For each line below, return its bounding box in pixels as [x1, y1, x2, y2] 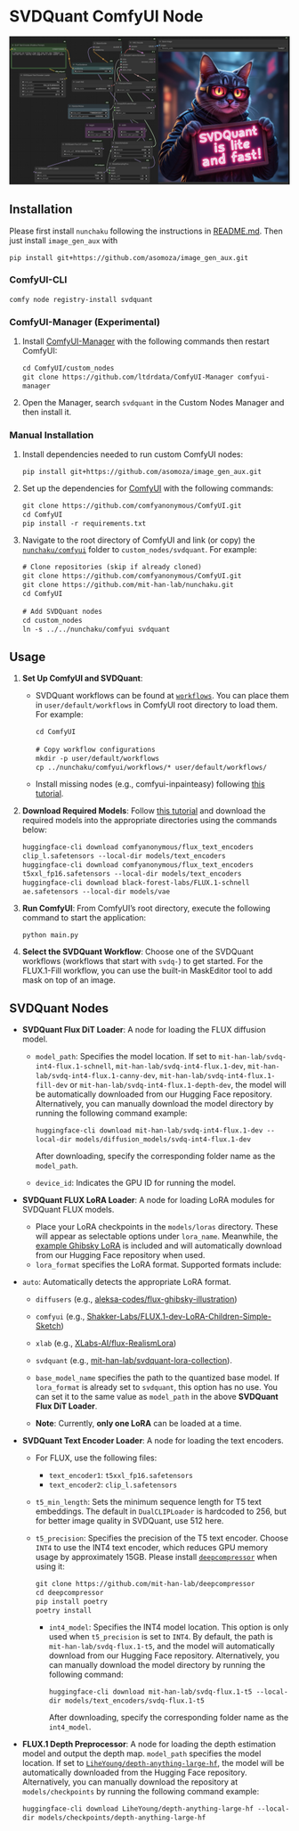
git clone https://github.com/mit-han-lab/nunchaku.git [21, 581, 234, 590]
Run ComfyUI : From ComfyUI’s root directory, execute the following [21, 903, 271, 914]
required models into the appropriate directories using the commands [21, 815, 278, 826]
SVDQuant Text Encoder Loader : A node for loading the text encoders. [21, 1435, 285, 1446]
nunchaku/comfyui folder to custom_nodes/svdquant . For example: [21, 544, 257, 555]
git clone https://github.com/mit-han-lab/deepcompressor [35, 1580, 255, 1589]
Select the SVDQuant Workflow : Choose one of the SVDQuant [21, 946, 254, 957]
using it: [35, 1561, 65, 1572]
